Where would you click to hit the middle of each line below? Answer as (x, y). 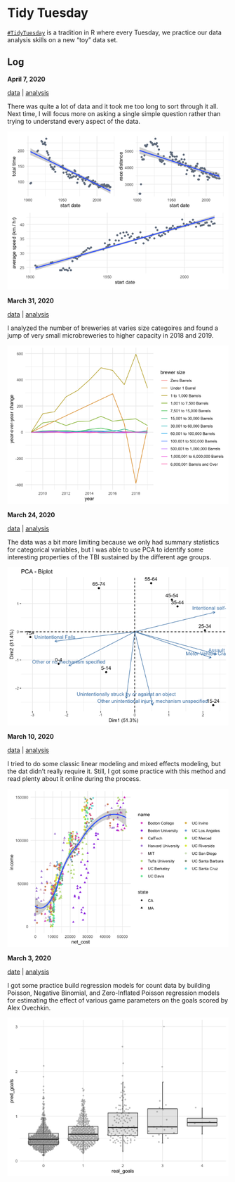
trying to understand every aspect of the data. (74, 121)
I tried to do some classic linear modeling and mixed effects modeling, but (114, 763)
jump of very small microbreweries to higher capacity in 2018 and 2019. (110, 335)
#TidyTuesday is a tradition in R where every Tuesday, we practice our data (115, 32)
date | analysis (28, 972)
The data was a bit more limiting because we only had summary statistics (113, 542)
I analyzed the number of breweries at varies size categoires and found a (113, 328)
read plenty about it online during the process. (74, 778)
